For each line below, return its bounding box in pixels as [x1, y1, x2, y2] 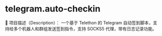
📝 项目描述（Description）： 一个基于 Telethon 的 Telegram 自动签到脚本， [5, 20, 153, 25]
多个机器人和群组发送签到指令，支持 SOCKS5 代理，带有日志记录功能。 [13, 25, 157, 32]
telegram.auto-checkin [5, 3, 101, 14]
